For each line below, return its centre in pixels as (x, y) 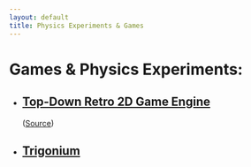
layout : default (39, 17)
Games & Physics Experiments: (126, 69)
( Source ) (38, 123)
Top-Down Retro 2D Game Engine (116, 102)
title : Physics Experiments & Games (76, 26)
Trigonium (51, 151)
